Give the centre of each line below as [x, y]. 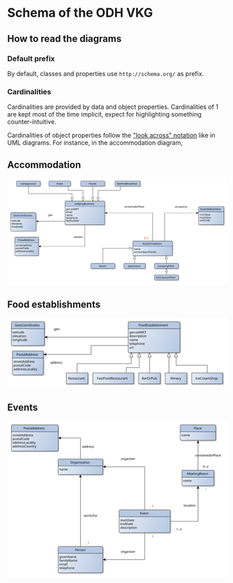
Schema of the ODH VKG [80, 13]
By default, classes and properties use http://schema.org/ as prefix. [106, 73]
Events [23, 407]
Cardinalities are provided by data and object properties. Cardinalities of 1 [113, 107]
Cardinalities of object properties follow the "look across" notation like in [111, 135]
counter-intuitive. [32, 122]
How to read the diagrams [65, 39]
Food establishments [54, 304]
